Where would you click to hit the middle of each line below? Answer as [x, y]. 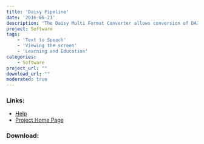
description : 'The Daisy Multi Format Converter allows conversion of [97, 23]
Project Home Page [39, 120]
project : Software [29, 29]
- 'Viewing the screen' [47, 46]
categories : [21, 57]
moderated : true [27, 79]
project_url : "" [27, 68]
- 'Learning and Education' [53, 51]
